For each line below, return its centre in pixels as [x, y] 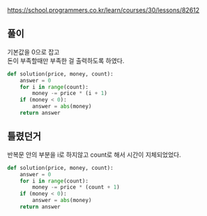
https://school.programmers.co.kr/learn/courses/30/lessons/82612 [103, 10]
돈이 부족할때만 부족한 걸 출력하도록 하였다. [66, 60]
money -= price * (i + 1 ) [70, 94]
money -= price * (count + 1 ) [76, 187]
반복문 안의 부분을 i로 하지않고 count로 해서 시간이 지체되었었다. [94, 154]
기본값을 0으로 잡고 [33, 52]
